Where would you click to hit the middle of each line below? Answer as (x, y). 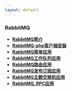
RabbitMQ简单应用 (32, 52)
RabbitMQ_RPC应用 (33, 83)
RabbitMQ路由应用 (32, 64)
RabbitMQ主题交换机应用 (39, 77)
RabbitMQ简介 (27, 39)
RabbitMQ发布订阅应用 (36, 71)
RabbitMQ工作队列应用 (36, 58)
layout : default (22, 10)
